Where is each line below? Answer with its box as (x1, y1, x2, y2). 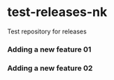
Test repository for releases (7, 27, 87, 35)
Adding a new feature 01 (7, 45, 92, 54)
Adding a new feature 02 (7, 63, 93, 73)
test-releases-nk (7, 4, 108, 20)
